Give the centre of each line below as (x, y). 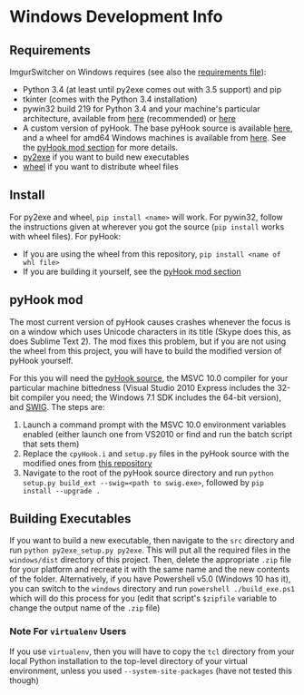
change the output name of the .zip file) (85, 608)
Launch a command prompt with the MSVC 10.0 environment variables (154, 425)
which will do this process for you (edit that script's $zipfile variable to (143, 598)
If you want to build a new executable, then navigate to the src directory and (152, 541)
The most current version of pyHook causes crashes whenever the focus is (150, 322)
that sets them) (51, 444)
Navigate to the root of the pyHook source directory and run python (148, 473)
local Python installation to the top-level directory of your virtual (128, 661)
